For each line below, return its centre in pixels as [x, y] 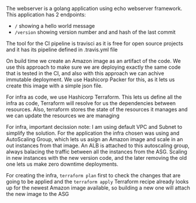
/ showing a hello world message [55, 26]
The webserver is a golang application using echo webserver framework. [94, 8]
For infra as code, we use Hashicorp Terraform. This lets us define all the [94, 97]
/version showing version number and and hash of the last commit [95, 32]
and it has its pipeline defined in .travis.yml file [62, 50]
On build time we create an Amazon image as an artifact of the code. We [94, 61]
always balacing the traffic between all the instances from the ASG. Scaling [97, 152]
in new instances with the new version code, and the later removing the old [97, 158]
